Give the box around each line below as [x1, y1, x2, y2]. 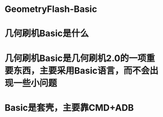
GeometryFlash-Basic [4, 3, 97, 15]
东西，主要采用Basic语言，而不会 [13, 65, 150, 76]
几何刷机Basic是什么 [4, 28, 89, 39]
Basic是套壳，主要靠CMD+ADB [4, 102, 134, 113]
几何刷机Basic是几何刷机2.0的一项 [4, 52, 147, 64]
